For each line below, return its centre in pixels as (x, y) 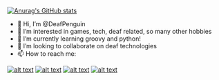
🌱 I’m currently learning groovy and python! (79, 39)
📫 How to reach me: (47, 54)
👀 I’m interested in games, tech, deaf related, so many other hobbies (114, 31)
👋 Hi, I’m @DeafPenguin (51, 24)
